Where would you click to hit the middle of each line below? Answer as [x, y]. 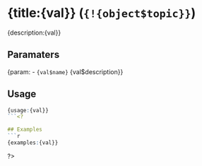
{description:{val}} [34, 32]
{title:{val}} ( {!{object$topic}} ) [102, 13]
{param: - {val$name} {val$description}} [65, 71]
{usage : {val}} [28, 110]
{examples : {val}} [33, 143]
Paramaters [34, 55]
